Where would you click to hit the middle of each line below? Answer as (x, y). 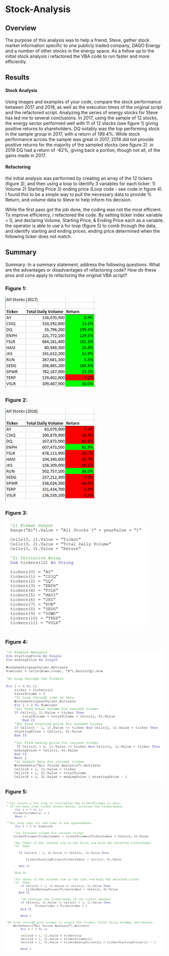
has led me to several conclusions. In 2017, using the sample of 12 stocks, (81, 118)
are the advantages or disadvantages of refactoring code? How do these (81, 270)
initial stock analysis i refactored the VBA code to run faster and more (77, 56)
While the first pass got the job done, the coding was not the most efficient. (84, 209)
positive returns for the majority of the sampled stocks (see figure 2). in (79, 145)
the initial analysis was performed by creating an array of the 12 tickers (79, 178)
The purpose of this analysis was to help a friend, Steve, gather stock (77, 40)
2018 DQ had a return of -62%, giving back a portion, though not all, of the (83, 150)
